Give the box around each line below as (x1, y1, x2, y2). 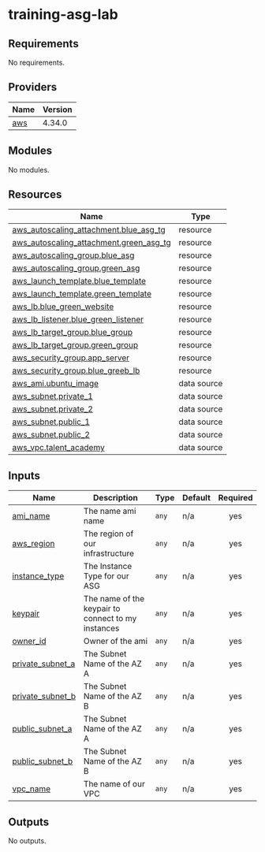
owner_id (12, 636, 47, 647)
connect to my (83, 613, 137, 624)
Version (42, 104, 73, 115)
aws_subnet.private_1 (12, 391, 93, 402)
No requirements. (8, 58, 65, 67)
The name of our (83, 779, 146, 790)
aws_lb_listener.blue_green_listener (12, 314, 144, 325)
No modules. (8, 165, 50, 174)
